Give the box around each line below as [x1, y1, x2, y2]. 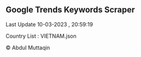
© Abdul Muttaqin [5, 44, 51, 51]
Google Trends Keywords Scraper [5, 5, 135, 15]
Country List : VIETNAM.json [5, 32, 77, 40]
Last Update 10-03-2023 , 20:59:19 [5, 20, 93, 28]
